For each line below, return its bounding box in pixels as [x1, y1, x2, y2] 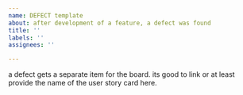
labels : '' [8, 33, 44, 42]
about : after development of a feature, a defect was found [8, 19, 212, 27]
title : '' [8, 26, 41, 34]
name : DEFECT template [8, 11, 83, 20]
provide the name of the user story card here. [8, 78, 157, 88]
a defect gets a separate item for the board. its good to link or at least [8, 70, 236, 79]
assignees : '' [8, 41, 56, 49]
